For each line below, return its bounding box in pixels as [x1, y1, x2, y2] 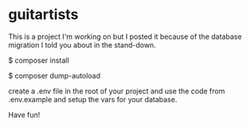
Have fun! [8, 109, 41, 120]
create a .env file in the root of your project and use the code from [8, 86, 225, 96]
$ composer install [8, 55, 69, 65]
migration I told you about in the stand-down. [8, 40, 157, 49]
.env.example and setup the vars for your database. [8, 94, 178, 104]
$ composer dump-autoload [8, 71, 101, 80]
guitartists [8, 6, 79, 24]
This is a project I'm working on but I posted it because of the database [8, 32, 242, 41]
